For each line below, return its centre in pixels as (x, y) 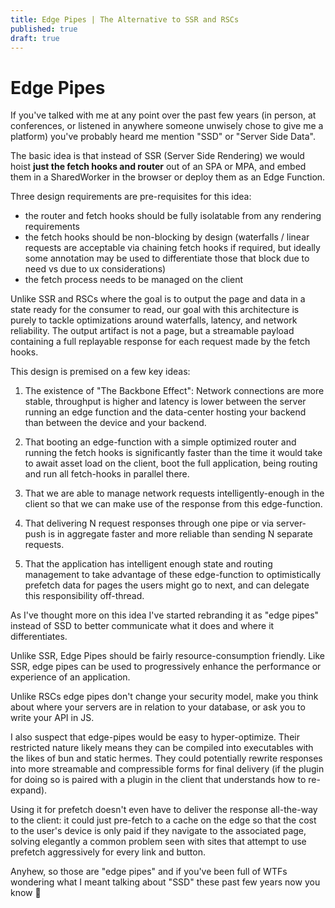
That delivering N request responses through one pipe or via (149, 523)
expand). (29, 790)
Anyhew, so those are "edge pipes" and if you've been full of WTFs (149, 872)
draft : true (35, 38)
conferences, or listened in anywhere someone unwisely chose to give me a (167, 126)
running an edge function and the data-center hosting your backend (165, 412)
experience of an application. (70, 677)
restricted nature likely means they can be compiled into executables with (162, 748)
